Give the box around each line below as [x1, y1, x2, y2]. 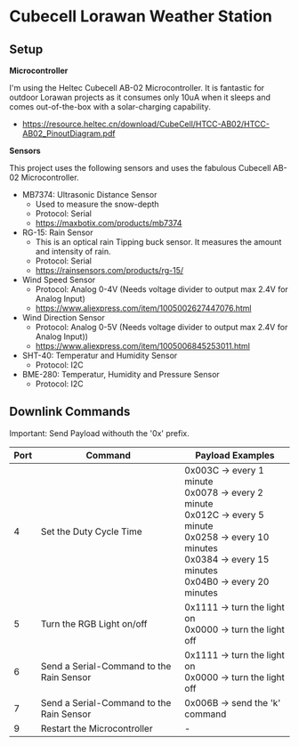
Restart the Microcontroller [40, 722, 153, 734]
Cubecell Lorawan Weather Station [9, 6, 273, 27]
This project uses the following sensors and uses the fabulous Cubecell [9, 163, 271, 173]
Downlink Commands [9, 404, 131, 419]
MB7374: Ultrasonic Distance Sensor [21, 190, 158, 199]
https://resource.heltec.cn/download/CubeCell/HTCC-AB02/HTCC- [21, 118, 270, 129]
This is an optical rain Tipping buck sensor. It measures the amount [35, 237, 282, 247]
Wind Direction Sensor [21, 312, 105, 322]
